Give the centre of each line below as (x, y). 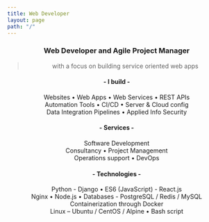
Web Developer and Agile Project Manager (117, 51)
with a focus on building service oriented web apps (125, 66)
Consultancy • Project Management (117, 151)
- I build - (117, 82)
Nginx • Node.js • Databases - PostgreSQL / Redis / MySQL (117, 197)
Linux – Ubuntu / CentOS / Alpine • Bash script (117, 212)
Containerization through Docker (117, 204)
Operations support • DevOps (117, 158)
